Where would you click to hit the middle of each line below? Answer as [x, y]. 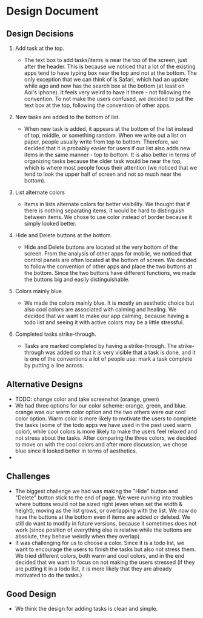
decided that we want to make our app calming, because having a [106, 316]
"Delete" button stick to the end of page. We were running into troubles [104, 498]
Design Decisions [40, 34]
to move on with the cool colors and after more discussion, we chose [101, 444]
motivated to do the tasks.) [48, 575]
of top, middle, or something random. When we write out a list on [105, 135]
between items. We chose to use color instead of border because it [108, 217]
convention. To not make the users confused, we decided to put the [109, 99]
